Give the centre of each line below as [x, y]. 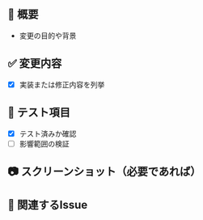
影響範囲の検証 [44, 143]
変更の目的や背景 [48, 36]
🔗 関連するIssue [48, 205]
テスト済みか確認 [48, 133]
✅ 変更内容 [35, 63]
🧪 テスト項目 [39, 113]
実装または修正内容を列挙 [62, 84]
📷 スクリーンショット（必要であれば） [104, 172]
